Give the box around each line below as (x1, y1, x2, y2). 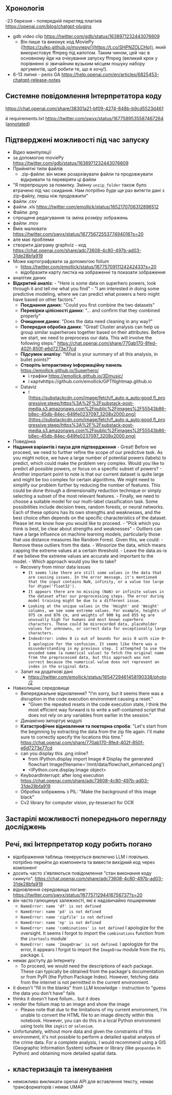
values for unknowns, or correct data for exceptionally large (28, 626, 166, 631)
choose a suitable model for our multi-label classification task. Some (12, 498, 158, 505)
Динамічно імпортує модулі (20, 718, 82, 724)
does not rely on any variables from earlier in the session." (28, 712, 151, 719)
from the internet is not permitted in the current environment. (20, 979, 150, 985)
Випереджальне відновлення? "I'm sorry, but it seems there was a (20, 690, 164, 696)
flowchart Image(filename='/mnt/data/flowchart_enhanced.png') (28, 761, 165, 767)
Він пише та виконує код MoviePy (20, 39, 94, 45)
